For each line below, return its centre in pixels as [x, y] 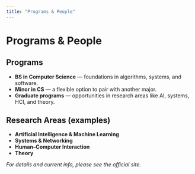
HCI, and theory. [35, 101]
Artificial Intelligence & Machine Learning [67, 134]
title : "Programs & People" [41, 12]
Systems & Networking [44, 141]
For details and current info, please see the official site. [73, 165]
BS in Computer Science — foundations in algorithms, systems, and [98, 77]
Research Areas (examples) [58, 121]
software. [26, 83]
